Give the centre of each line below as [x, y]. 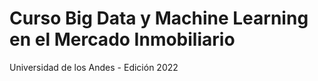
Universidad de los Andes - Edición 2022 [94, 67]
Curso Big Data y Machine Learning [159, 18]
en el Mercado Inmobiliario [122, 39]
